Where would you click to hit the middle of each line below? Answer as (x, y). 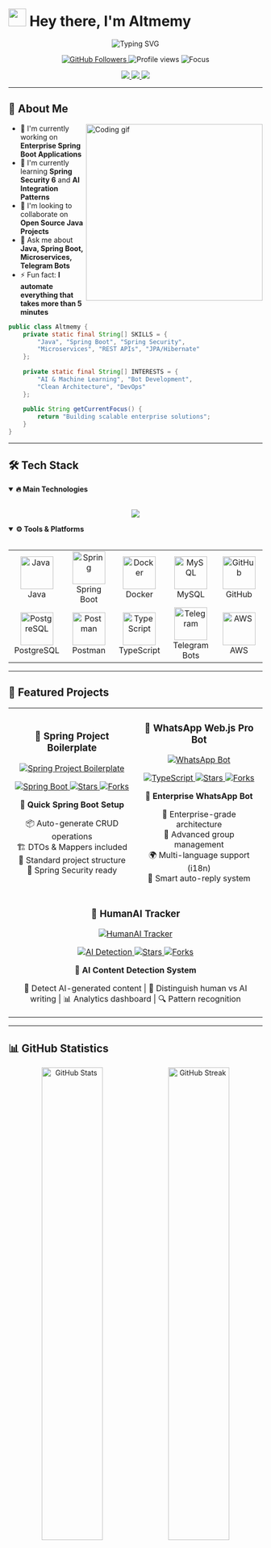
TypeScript (139, 650)
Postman (89, 650)
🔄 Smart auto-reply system (199, 878)
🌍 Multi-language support (199, 856)
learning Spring (46, 171)
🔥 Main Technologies (52, 489)
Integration (39, 188)
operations (72, 836)
